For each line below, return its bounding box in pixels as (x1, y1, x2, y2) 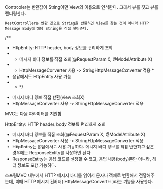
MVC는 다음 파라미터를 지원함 (5, 111, 62, 116)
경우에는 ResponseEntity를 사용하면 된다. (12, 150, 91, 155)
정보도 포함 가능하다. (17, 162, 57, 168)
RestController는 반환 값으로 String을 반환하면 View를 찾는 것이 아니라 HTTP (5, 21, 149, 26)
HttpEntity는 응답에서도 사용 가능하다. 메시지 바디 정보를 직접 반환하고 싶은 (12, 144, 154, 149)
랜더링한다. (5, 10, 26, 16)
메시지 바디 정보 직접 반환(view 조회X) (12, 94, 85, 100)
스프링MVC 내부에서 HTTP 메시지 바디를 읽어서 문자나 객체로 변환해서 (5, 172, 138, 178)
